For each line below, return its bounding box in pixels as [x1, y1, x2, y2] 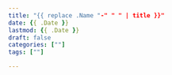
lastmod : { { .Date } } [8, 26, 80, 34]
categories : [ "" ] [8, 41, 66, 49]
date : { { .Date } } [8, 19, 69, 27]
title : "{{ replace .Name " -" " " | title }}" [8, 11, 165, 20]
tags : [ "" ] [8, 48, 44, 56]
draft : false [8, 33, 52, 42]
